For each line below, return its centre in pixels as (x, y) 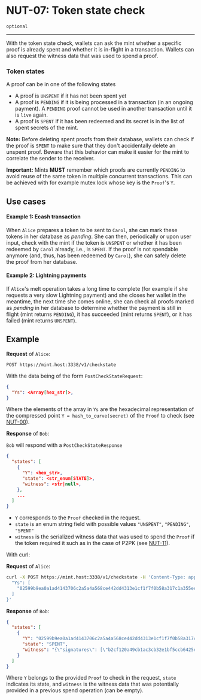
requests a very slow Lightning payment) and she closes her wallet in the (96, 295)
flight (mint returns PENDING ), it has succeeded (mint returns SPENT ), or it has (99, 314)
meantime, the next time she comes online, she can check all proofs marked (100, 302)
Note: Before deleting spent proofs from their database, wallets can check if (100, 139)
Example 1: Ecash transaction (43, 217)
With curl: (18, 555)
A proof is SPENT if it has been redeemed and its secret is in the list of (100, 121)
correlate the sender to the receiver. (51, 159)
